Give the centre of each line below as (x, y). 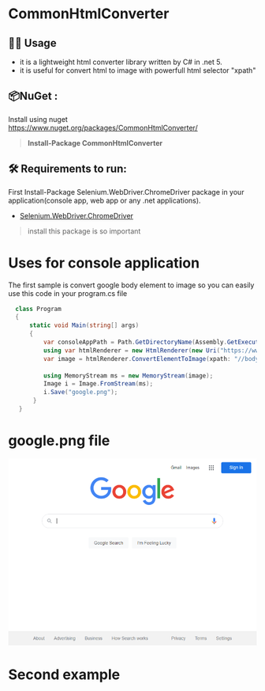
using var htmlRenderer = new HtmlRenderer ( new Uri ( (132, 350)
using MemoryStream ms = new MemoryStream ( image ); (128, 376)
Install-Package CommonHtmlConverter (95, 142)
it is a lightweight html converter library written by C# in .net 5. (121, 62)
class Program (38, 309)
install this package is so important (84, 231)
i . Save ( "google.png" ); (80, 393)
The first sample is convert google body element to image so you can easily (131, 285)
